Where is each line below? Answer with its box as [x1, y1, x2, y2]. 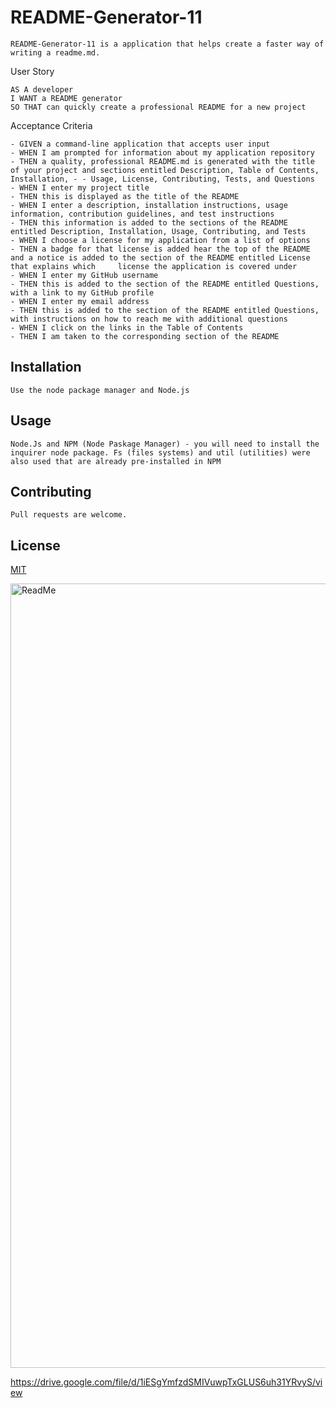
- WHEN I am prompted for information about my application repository [10, 147, 315, 158]
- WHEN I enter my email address [10, 296, 150, 306]
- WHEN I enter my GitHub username [10, 270, 159, 280]
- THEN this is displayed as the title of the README [10, 191, 240, 201]
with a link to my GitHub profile [10, 287, 155, 298]
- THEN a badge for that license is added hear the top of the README [10, 244, 311, 254]
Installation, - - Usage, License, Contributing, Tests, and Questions [10, 174, 315, 184]
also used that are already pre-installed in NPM [10, 456, 222, 466]
